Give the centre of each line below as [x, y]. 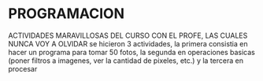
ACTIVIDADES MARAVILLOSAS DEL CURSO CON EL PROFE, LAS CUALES [128, 35]
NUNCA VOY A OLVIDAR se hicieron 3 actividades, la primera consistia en [128, 43]
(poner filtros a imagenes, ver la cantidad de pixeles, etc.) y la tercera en [126, 61]
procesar [23, 68]
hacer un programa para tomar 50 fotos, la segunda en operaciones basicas [132, 52]
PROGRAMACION [66, 14]
